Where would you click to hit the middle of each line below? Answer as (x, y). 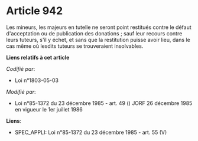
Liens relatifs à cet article (38, 57)
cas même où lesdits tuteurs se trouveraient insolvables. (75, 46)
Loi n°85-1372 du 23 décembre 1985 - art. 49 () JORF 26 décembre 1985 (103, 103)
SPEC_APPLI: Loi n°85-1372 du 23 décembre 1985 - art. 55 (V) (91, 132)
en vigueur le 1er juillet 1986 (48, 109)
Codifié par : (21, 68)
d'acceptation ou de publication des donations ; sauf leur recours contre (94, 33)
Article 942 (35, 11)
